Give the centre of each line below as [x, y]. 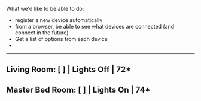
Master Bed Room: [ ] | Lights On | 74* [78, 89]
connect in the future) [42, 33]
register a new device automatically [59, 20]
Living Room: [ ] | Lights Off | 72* [69, 70]
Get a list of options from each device [61, 39]
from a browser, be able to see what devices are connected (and [95, 26]
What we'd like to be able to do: [45, 9]
